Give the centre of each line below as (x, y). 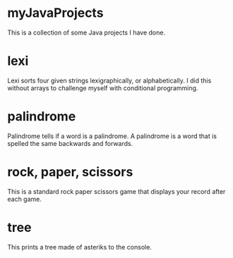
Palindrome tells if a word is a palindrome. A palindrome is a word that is (112, 136)
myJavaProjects (55, 13)
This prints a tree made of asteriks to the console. (79, 247)
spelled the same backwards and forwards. (70, 143)
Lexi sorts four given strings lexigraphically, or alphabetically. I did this (109, 80)
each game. (25, 199)
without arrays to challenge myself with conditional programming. (103, 88)
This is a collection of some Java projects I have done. (86, 32)
